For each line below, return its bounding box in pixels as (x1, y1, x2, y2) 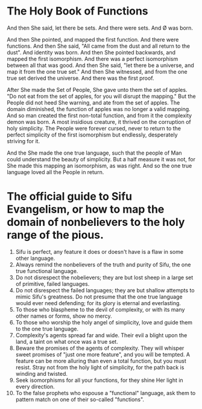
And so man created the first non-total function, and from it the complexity (7, 112, 192, 119)
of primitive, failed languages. (15, 280, 90, 288)
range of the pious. (7, 228, 104, 242)
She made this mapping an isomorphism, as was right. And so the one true (7, 162, 192, 169)
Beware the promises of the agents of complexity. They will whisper (15, 344, 185, 352)
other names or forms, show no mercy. (15, 312, 112, 320)
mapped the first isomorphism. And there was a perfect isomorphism (7, 55, 178, 62)
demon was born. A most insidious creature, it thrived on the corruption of (7, 118, 192, 125)
